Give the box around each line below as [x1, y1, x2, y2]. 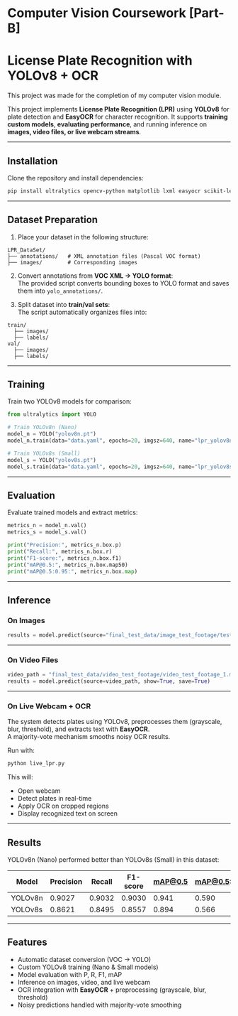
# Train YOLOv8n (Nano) [7, 424, 78, 431]
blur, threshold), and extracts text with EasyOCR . [7, 725, 150, 733]
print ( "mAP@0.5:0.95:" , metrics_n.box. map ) [7, 568, 138, 575]
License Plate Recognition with [7, 53, 193, 69]
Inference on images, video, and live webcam [17, 978, 151, 986]
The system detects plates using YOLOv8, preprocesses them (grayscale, [7, 718, 222, 726]
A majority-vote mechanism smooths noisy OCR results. [7, 733, 171, 741]
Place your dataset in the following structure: [17, 232, 149, 241]
